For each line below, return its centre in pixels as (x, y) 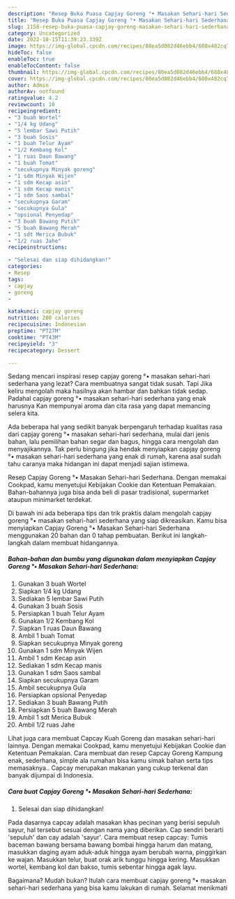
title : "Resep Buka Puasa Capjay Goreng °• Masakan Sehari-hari (103, 20)
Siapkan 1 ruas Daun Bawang (60, 628)
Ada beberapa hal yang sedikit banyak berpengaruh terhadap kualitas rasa (115, 427)
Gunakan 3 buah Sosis (50, 606)
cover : (17, 79)
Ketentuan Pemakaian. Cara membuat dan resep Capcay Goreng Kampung (115, 753)
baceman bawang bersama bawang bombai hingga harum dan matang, (111, 845)
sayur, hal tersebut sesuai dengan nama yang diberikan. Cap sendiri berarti (116, 830)
